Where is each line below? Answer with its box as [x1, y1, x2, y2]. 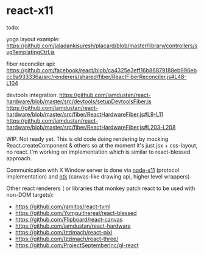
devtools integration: [6, 91, 58, 98]
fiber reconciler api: [6, 60, 56, 67]
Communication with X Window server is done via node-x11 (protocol [6, 166, 180, 174]
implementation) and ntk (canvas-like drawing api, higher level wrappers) [6, 172, 190, 180]
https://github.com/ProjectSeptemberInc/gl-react [15, 241, 139, 249]
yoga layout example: [6, 35, 60, 42]
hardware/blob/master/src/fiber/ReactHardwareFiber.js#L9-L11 [6, 110, 163, 118]
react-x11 [6, 4, 54, 18]
